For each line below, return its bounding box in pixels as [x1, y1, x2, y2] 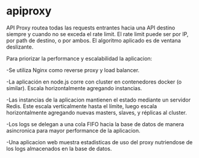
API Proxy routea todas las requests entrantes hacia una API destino [6, 24, 175, 31]
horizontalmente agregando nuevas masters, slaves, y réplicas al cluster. [6, 109, 187, 116]
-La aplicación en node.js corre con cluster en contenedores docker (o [6, 78, 182, 85]
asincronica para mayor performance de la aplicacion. [6, 127, 141, 134]
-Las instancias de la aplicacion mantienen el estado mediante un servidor [6, 96, 191, 103]
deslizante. [6, 43, 34, 50]
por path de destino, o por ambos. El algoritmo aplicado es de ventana [6, 37, 181, 44]
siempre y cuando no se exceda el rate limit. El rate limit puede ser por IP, [6, 30, 189, 37]
